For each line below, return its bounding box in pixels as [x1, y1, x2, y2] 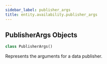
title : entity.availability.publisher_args [5, 12, 98, 17]
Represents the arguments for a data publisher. [5, 53, 103, 59]
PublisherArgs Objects [5, 31, 78, 39]
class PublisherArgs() [5, 44, 53, 49]
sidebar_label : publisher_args [5, 7, 71, 13]
